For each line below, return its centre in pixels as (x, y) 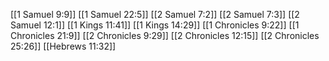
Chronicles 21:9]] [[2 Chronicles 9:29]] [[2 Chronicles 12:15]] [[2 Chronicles (165, 35)
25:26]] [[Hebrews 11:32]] (63, 46)
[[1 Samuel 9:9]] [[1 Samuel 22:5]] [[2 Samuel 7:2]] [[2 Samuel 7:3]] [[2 (155, 14)
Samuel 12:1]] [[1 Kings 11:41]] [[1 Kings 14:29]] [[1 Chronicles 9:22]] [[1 (155, 25)
